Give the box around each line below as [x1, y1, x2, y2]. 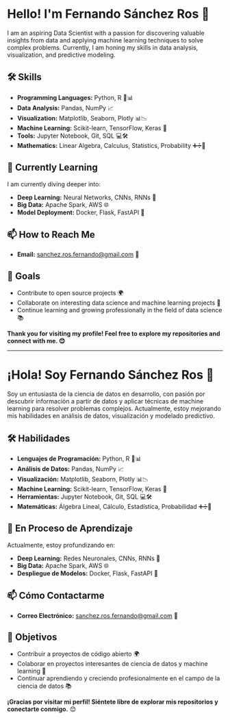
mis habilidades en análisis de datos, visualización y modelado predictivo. [7, 412, 216, 420]
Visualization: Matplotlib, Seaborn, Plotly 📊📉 [16, 114, 148, 122]
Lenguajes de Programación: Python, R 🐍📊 [16, 454, 142, 462]
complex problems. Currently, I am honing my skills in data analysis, [7, 43, 199, 51]
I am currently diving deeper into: [7, 179, 101, 188]
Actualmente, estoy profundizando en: [7, 541, 115, 549]
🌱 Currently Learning [7, 162, 98, 173]
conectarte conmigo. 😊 [7, 705, 77, 713]
